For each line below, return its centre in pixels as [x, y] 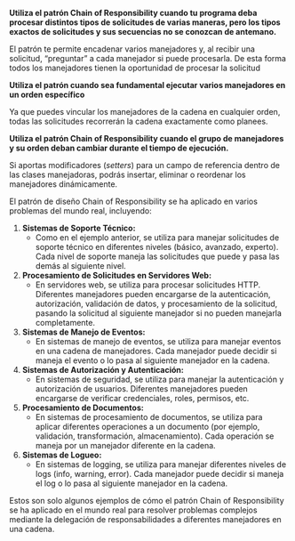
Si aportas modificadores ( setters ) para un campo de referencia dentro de [144, 165]
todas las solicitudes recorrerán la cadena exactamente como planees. [139, 121]
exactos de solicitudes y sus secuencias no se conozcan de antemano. [143, 32]
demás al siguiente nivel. [80, 266]
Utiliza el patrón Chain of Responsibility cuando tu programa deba [133, 13]
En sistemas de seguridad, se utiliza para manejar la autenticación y [159, 379]
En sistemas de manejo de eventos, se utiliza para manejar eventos [158, 341]
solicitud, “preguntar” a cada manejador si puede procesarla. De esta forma [148, 58]
